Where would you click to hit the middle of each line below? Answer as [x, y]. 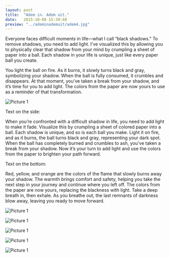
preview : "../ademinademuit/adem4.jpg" [48, 24]
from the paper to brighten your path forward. [53, 154]
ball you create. [22, 60]
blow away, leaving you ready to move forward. [55, 201]
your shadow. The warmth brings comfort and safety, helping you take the [83, 179]
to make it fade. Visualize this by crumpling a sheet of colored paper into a [83, 127]
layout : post [19, 10]
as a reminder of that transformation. [44, 92]
